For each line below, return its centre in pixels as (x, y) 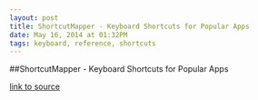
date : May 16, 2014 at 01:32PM (69, 35)
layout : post (34, 18)
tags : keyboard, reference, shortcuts (83, 43)
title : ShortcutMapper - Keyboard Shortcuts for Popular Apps (129, 26)
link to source (35, 86)
